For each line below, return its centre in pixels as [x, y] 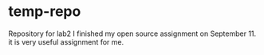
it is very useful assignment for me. [66, 41]
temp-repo [45, 12]
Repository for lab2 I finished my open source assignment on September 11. [132, 33]
